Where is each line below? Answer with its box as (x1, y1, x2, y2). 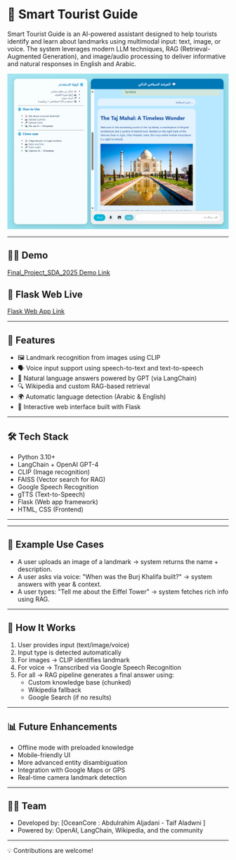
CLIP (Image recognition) (17, 468, 90, 476)
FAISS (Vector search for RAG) (17, 475, 106, 484)
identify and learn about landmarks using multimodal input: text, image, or (7, 37, 221, 45)
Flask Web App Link (7, 307, 65, 316)
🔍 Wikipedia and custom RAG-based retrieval (17, 382, 150, 390)
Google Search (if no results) (27, 693, 112, 702)
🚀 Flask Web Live (7, 289, 83, 301)
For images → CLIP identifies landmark (17, 655, 130, 664)
